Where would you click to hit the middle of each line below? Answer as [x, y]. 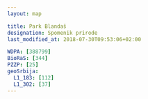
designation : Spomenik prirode [52, 33]
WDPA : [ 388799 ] [29, 52]
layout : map [24, 14]
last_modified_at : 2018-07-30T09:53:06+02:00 [74, 39]
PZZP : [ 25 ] [23, 65]
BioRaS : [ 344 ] [28, 59]
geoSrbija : [23, 71]
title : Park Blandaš [37, 26]
